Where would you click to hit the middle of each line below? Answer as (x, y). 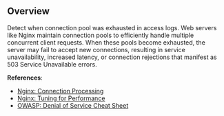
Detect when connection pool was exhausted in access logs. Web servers (112, 27)
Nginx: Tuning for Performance (61, 98)
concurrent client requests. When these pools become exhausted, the (106, 42)
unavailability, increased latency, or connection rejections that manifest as (112, 57)
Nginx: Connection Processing (60, 91)
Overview (29, 11)
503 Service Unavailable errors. (52, 64)
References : (25, 78)
